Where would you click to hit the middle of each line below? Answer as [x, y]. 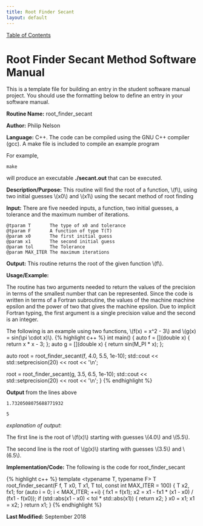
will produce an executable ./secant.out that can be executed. [84, 178]
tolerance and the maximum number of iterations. [68, 215]
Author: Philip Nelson [33, 126]
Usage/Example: [28, 275]
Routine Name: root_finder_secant [49, 114]
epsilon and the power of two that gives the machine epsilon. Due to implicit [101, 306]
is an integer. [22, 319]
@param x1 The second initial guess [61, 242]
